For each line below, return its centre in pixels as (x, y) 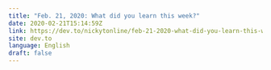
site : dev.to (30, 38)
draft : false (30, 53)
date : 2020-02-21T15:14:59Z (56, 23)
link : (17, 31)
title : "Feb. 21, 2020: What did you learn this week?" (104, 16)
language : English (39, 46)
